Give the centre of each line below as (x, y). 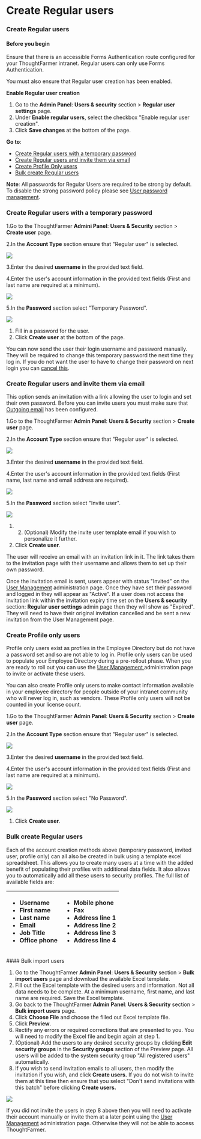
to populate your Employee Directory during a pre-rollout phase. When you (99, 661)
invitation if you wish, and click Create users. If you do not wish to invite (104, 1075)
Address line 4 (95, 940)
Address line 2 (95, 925)
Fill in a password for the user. (52, 331)
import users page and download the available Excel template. (92, 978)
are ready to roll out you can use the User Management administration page (100, 668)
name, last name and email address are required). (67, 480)
